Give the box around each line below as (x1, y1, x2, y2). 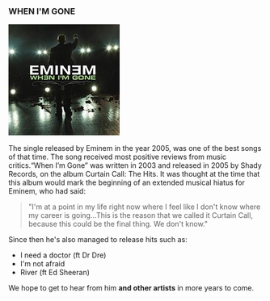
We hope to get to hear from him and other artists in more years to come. (8, 283, 255, 293)
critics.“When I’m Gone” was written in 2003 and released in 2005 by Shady (8, 161, 263, 170)
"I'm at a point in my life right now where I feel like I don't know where (27, 202, 261, 211)
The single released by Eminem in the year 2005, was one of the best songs (8, 144, 262, 153)
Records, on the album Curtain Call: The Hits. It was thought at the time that (8, 169, 260, 179)
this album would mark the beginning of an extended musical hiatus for (8, 178, 245, 187)
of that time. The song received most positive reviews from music (8, 152, 227, 162)
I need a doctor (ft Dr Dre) (19, 250, 107, 260)
